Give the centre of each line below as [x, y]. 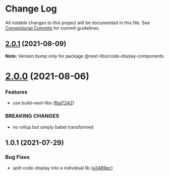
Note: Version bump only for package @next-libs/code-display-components [84, 56]
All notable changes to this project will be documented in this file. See [78, 23]
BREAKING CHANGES [32, 116]
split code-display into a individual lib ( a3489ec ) [63, 168]
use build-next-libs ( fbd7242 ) [43, 103]
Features [16, 92]
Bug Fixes [18, 157]
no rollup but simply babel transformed [53, 127]
